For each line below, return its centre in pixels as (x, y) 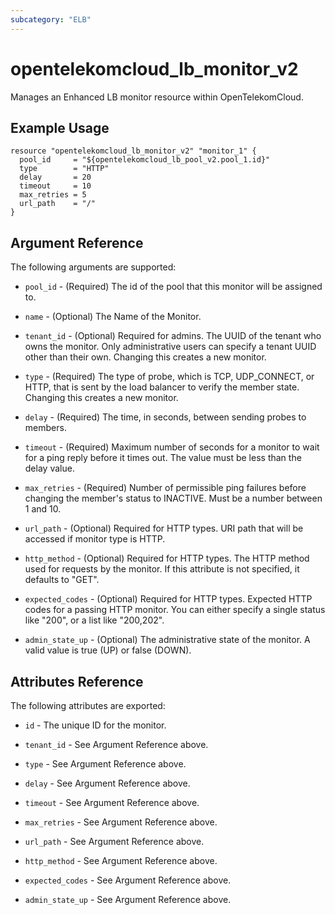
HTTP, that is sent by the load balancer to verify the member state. (162, 387)
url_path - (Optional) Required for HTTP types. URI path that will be (164, 528)
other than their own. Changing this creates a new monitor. (145, 357)
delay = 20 (55, 177)
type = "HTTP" (64, 169)
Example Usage (60, 127)
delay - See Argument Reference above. (107, 783)
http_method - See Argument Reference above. (121, 860)
